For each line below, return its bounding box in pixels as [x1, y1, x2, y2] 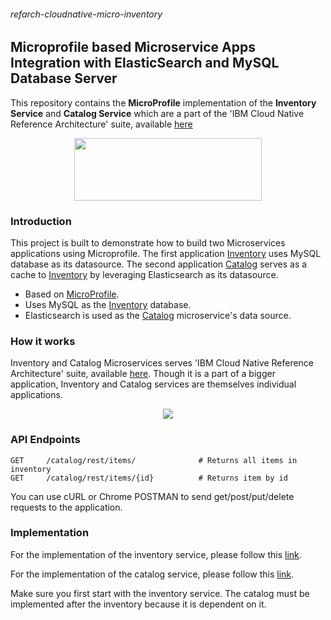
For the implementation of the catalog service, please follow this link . [10, 568, 295, 580]
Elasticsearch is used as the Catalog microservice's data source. [24, 309, 292, 321]
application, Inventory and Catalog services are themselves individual [10, 378, 297, 390]
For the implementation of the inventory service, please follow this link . [10, 548, 302, 560]
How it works [10, 334, 76, 348]
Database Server [10, 70, 118, 87]
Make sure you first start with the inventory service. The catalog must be [10, 587, 310, 599]
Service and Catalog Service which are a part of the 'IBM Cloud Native [10, 107, 305, 119]
